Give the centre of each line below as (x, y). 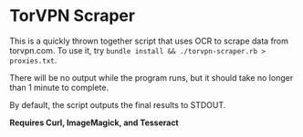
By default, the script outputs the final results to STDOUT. (118, 104)
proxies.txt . (33, 60)
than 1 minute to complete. (59, 87)
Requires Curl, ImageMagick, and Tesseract (94, 122)
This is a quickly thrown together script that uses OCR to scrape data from (149, 41)
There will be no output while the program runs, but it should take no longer (151, 77)
